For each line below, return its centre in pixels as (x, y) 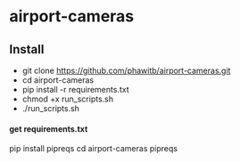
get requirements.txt (49, 129)
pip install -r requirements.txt (75, 89)
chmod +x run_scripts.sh (68, 99)
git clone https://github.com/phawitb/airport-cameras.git (126, 70)
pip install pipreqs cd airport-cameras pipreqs (94, 149)
